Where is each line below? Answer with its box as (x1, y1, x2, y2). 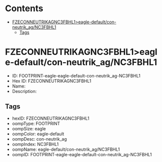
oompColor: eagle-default (12, 131, 64, 137)
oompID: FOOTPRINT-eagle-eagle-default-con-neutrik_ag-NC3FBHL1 (12, 151, 152, 157)
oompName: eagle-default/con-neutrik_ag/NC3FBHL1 (12, 146, 120, 152)
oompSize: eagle (12, 126, 46, 131)
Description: (12, 88, 37, 94)
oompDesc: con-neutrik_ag (12, 136, 67, 142)
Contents (5, 3, 44, 14)
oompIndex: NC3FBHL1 (12, 141, 59, 147)
